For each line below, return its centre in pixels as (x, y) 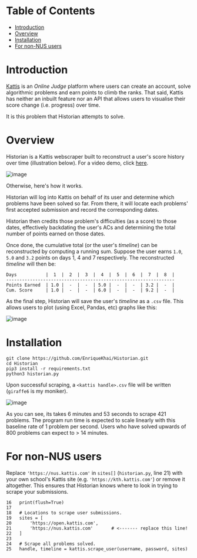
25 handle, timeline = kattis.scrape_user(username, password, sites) (97, 549)
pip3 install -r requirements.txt (49, 369)
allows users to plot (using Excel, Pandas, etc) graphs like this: (82, 307)
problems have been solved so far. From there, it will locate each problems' (97, 203)
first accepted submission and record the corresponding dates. (83, 209)
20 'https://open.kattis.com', (52, 523)
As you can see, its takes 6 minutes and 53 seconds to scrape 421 (86, 413)
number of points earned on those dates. (56, 234)
